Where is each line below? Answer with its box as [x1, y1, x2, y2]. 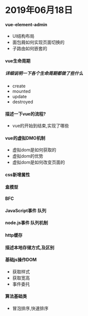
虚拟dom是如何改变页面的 [12, 159, 65, 165]
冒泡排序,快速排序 [12, 305, 48, 311]
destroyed [12, 99, 33, 105]
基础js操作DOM [5, 256, 37, 263]
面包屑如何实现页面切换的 [12, 39, 65, 45]
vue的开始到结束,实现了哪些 [12, 123, 69, 129]
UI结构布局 [12, 33, 35, 39]
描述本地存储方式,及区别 [5, 244, 54, 251]
